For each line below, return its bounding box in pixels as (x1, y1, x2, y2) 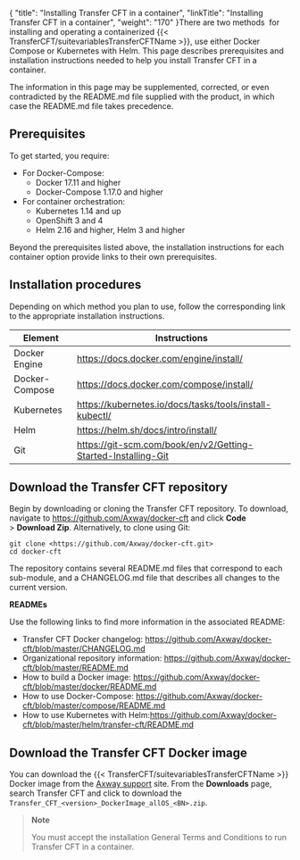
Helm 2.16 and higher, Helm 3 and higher (35, 224, 186, 235)
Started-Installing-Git (76, 449, 170, 462)
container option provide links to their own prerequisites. (9, 251, 217, 262)
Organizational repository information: (21, 653, 162, 664)
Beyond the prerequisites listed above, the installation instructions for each (9, 241, 284, 253)
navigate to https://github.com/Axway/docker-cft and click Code (9, 513, 247, 523)
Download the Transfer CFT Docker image (9, 745, 248, 760)
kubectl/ (76, 409, 112, 422)
